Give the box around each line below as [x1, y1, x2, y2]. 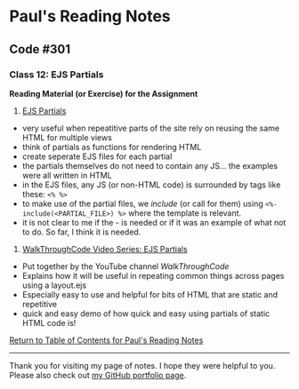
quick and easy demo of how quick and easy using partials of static [21, 308, 271, 319]
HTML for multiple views [21, 131, 113, 143]
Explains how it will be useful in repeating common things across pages [21, 270, 285, 281]
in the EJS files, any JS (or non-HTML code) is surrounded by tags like [21, 179, 281, 190]
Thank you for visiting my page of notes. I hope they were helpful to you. [9, 360, 276, 370]
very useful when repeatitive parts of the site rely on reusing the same [21, 123, 280, 133]
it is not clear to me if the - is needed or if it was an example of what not [21, 217, 287, 227]
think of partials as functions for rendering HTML [21, 141, 202, 152]
